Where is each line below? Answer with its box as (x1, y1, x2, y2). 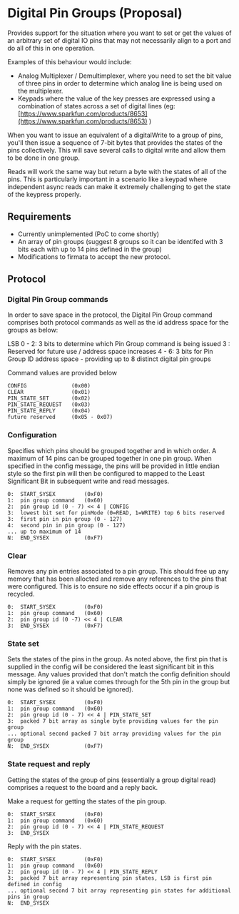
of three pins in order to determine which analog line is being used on (17, 78, 223, 87)
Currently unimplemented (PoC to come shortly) (17, 230, 159, 238)
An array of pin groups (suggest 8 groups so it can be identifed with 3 (17, 237, 223, 245)
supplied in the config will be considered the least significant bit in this (7, 662, 215, 671)
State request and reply (7, 759, 91, 769)
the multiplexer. (17, 86, 63, 95)
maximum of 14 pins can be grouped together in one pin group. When (7, 454, 212, 462)
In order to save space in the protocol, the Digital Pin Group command (7, 310, 213, 319)
